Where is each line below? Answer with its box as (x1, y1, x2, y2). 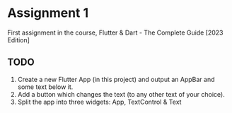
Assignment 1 (7, 5, 89, 21)
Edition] (7, 35, 30, 44)
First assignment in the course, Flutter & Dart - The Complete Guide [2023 (7, 28, 224, 37)
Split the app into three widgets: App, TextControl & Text (17, 97, 182, 106)
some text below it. (17, 83, 74, 91)
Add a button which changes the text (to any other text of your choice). (17, 90, 225, 98)
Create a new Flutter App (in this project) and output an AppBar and (17, 75, 215, 83)
